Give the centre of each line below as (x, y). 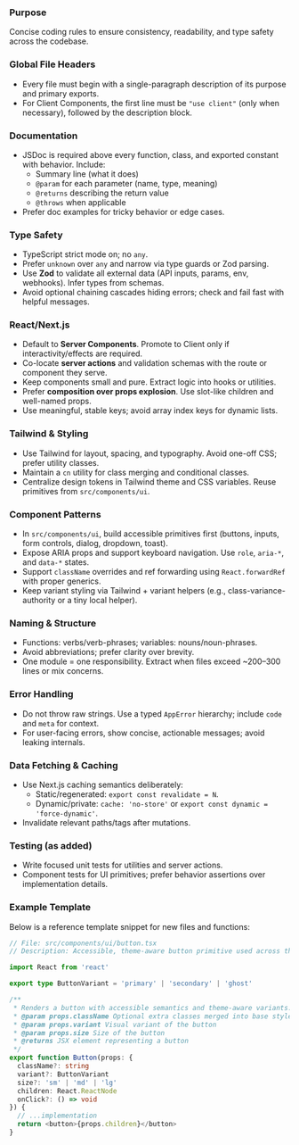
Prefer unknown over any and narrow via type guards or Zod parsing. (145, 264)
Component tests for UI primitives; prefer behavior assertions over (144, 875)
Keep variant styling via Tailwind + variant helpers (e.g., (124, 591)
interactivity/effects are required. (82, 353)
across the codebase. (49, 41)
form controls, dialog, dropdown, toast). (95, 543)
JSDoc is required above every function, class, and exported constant (150, 154)
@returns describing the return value (102, 193)
